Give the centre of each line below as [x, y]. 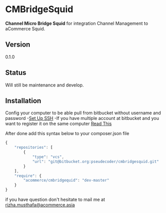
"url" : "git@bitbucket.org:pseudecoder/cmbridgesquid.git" [95, 161]
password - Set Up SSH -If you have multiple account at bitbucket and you [82, 118]
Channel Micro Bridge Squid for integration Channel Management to [77, 23]
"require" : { [28, 176]
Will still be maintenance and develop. [45, 85]
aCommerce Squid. [25, 28]
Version [18, 45]
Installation [23, 100]
